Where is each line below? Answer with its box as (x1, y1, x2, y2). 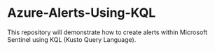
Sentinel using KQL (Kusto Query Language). (7, 35, 137, 43)
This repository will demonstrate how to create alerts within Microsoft (7, 28, 208, 36)
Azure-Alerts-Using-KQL (7, 5, 156, 21)
